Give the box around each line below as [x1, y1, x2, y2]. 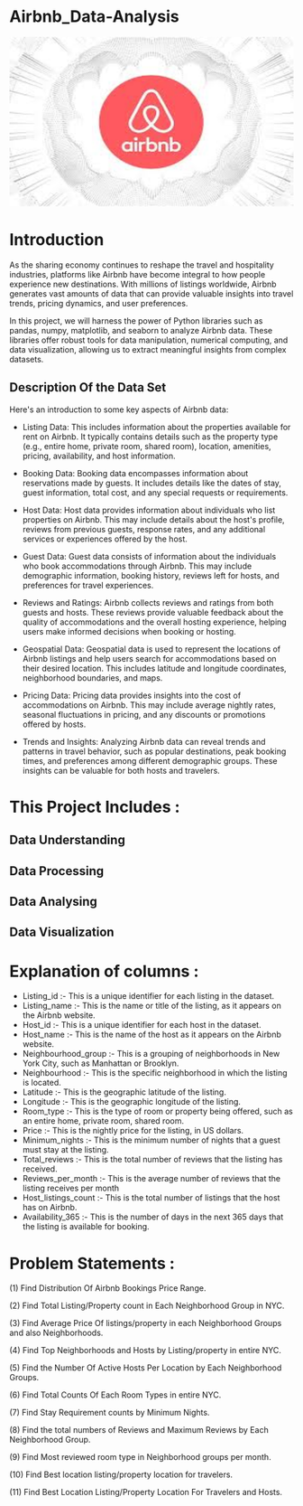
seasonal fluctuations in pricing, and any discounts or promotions [22, 709, 266, 720]
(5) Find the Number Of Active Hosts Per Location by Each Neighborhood [9, 1362, 282, 1373]
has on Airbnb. [22, 1202, 78, 1213]
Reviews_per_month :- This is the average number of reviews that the [22, 1173, 281, 1184]
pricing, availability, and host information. [22, 450, 176, 461]
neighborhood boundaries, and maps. [22, 672, 163, 683]
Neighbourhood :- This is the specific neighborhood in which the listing [22, 1068, 288, 1078]
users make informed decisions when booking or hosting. [22, 626, 236, 636]
